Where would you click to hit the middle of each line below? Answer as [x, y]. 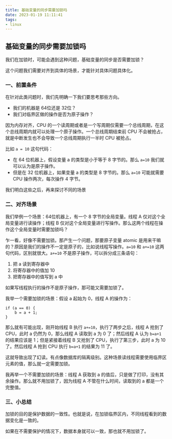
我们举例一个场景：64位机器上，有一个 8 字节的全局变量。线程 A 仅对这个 [83, 216]
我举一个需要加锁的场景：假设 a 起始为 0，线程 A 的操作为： [69, 298]
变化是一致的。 [25, 420]
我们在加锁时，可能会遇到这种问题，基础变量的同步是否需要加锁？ [75, 60]
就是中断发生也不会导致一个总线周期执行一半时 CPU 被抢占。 [70, 138]
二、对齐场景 [21, 204]
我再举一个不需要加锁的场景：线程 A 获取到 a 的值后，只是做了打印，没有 [82, 375]
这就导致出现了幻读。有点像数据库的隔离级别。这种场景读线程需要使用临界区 [86, 357]
